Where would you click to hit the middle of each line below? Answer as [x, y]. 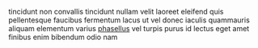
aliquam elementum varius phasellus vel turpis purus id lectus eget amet [129, 28]
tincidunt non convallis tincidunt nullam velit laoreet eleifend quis [116, 12]
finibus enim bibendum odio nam [63, 37]
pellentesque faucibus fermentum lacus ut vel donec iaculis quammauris [129, 20]
